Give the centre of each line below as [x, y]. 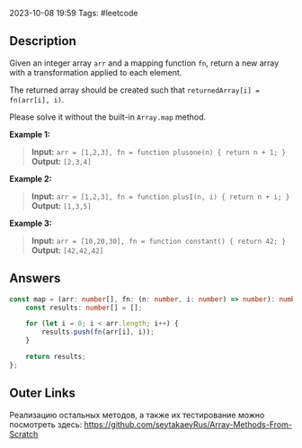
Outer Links [43, 394]
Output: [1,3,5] [61, 205]
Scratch [24, 434]
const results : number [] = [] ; [84, 308]
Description [43, 41]
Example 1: [30, 134]
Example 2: [31, 178]
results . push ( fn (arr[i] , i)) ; [98, 332]
